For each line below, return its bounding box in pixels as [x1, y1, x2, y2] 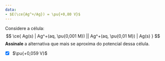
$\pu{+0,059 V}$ [12, 50, 48, 56]
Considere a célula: [5, 25, 44, 31]
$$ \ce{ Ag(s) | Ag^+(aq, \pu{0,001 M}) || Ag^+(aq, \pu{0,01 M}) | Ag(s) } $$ [5, 33, 161, 39]
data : [5, 7, 16, 12]
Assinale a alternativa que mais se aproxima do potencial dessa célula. [5, 40, 150, 47]
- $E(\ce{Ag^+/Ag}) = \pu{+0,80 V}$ [5, 12, 81, 17]
